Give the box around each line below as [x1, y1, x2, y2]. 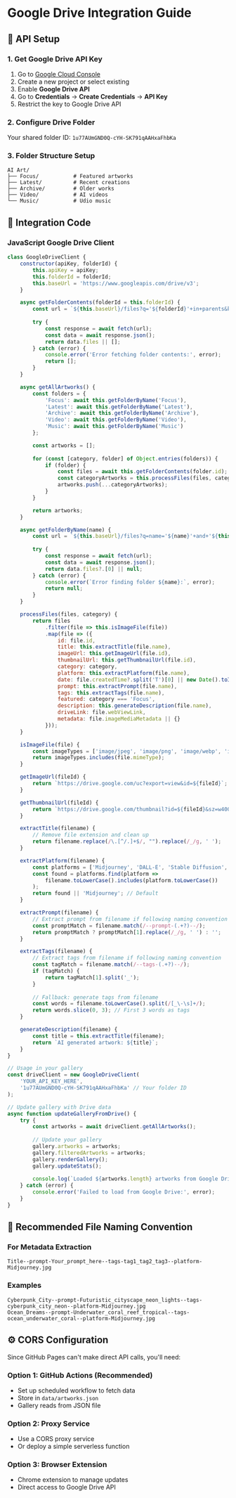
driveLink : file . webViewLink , [57, 709, 146, 716]
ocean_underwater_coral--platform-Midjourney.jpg [7, 1315, 156, 1322]
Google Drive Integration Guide [7, 5, 192, 21]
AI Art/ [7, 167, 30, 174]
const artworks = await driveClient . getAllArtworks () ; [32, 1123, 197, 1130]
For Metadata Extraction [7, 1242, 92, 1252]
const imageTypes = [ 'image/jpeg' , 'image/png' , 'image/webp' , [32, 747, 221, 755]
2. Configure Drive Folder [7, 117, 96, 127]
